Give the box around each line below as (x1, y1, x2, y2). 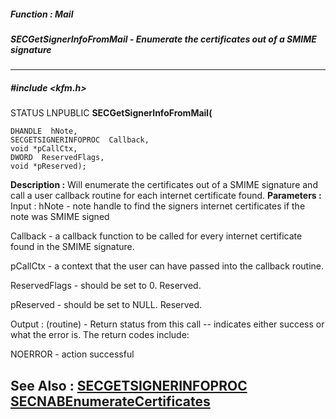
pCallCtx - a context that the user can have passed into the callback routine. (10, 260, 324, 272)
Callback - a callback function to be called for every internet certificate (10, 230, 303, 242)
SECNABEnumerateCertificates (10, 393, 211, 410)
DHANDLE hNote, (10, 126, 78, 137)
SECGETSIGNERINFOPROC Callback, (10, 135, 150, 145)
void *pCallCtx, (10, 144, 78, 154)
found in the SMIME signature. (10, 241, 135, 253)
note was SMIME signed (10, 211, 110, 223)
